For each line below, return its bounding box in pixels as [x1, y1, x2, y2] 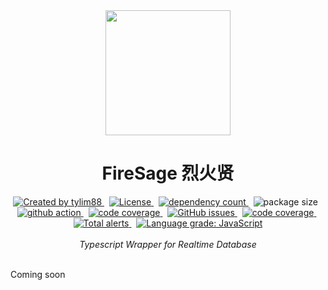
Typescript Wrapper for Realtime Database [79, 238, 257, 250]
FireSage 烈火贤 [101, 162, 235, 185]
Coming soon [10, 268, 66, 280]
